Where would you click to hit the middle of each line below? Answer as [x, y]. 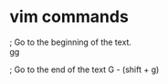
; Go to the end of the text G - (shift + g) [84, 69]
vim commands [69, 17]
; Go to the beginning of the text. [71, 42]
